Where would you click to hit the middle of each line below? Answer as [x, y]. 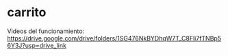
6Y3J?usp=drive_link [37, 45]
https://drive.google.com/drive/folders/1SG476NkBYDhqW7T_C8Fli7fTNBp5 [114, 38]
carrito [27, 12]
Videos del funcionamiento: [46, 31]
